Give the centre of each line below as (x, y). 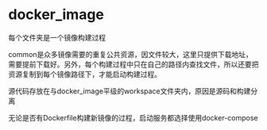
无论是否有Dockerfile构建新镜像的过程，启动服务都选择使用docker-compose (133, 117)
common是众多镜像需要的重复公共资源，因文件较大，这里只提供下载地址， (130, 54)
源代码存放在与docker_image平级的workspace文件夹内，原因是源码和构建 (130, 91)
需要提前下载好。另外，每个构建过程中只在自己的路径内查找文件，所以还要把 (133, 64)
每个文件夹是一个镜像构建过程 (57, 37)
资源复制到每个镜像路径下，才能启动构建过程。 (85, 74)
